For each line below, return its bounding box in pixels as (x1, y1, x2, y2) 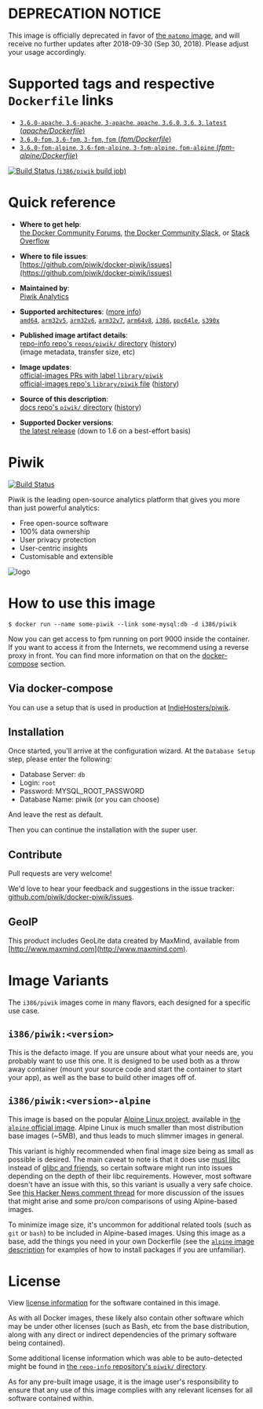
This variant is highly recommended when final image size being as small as (8, 1146, 254, 1155)
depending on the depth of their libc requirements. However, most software (8, 1171, 252, 1181)
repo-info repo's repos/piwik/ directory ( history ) (19, 338, 177, 348)
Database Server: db (19, 770, 86, 779)
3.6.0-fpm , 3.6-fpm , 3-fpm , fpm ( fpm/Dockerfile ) (19, 134, 172, 144)
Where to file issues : (19, 251, 89, 261)
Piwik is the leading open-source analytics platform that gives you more (8, 495, 240, 504)
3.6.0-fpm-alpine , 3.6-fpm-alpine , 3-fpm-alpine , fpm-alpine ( (19, 142, 220, 151)
